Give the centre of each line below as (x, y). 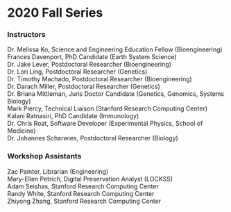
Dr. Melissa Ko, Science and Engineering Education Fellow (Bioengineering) (115, 49)
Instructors (27, 35)
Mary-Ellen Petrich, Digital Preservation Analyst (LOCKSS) (90, 179)
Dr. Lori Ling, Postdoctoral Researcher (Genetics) (77, 72)
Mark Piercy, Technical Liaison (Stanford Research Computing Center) (108, 108)
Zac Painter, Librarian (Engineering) (58, 171)
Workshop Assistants (44, 156)
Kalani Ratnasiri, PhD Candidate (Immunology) (73, 116)
